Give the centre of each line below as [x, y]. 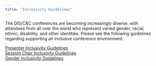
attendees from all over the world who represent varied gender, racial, [75, 28]
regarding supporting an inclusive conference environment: [64, 39]
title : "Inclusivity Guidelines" [39, 9]
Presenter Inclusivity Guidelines [37, 48]
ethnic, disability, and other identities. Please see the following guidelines [78, 33]
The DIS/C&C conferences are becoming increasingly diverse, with [72, 23]
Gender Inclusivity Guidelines [34, 58]
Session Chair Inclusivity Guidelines [41, 53]
